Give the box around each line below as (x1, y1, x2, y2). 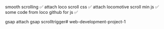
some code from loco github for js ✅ (5, 10, 78, 15)
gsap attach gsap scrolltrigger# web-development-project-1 (5, 19, 126, 24)
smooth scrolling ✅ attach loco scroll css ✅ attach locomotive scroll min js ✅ (5, 4, 159, 10)
